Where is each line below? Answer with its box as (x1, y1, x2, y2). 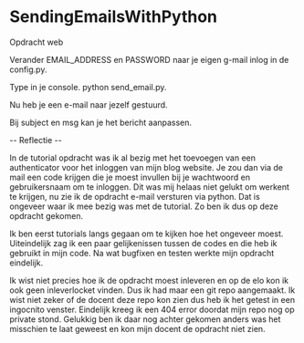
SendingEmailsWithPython (9, 6, 217, 27)
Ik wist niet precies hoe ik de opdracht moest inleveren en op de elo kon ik (9, 275, 289, 286)
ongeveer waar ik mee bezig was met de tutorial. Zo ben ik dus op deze (9, 201, 278, 212)
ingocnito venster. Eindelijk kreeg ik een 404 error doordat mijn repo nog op (9, 304, 295, 315)
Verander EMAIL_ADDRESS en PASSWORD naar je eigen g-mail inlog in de (9, 54, 289, 65)
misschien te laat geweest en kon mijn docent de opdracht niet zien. (9, 323, 267, 334)
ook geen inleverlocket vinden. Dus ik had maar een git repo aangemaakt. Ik (9, 285, 296, 296)
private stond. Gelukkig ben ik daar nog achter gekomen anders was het (9, 313, 281, 325)
